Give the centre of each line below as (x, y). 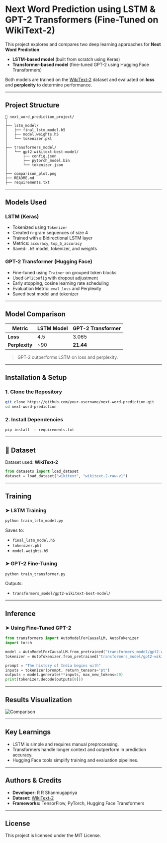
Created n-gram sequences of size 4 (50, 233)
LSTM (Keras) (22, 217)
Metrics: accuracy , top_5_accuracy (47, 243)
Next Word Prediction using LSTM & (80, 9)
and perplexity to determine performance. (49, 85)
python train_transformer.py (35, 574)
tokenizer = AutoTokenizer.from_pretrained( (52, 656)
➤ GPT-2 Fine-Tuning (31, 564)
